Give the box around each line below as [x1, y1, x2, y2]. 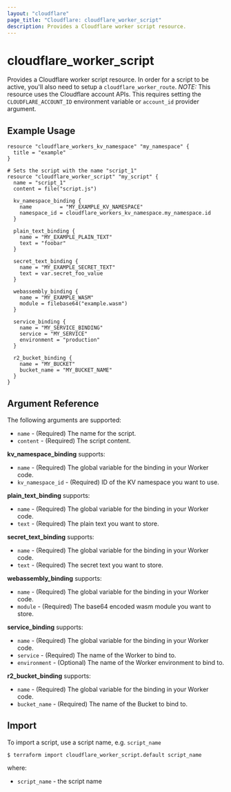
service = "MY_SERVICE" [19, 331, 88, 338]
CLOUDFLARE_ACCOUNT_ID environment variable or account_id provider [7, 97, 200, 106]
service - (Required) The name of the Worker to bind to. [17, 650, 177, 659]
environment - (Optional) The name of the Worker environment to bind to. [17, 658, 225, 666]
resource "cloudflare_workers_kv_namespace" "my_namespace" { [7, 143, 190, 151]
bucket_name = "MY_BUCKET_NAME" [19, 367, 112, 374]
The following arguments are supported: [7, 416, 122, 424]
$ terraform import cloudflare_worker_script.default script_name [7, 751, 202, 758]
